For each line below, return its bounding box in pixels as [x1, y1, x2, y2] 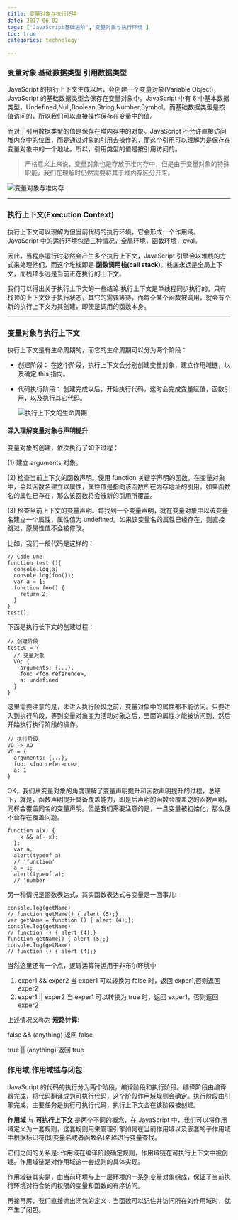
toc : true [7, 30, 37, 38]
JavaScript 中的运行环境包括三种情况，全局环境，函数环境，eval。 [7, 236, 202, 245]
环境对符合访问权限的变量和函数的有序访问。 [13, 1181, 144, 1189]
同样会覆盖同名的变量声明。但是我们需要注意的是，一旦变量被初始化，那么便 [7, 804, 231, 813]
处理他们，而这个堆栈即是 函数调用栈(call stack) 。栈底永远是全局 [19, 260, 210, 268]
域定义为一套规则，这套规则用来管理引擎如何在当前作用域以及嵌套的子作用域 [7, 1124, 231, 1133]
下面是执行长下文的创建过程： [7, 623, 94, 631]
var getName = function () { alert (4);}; [7, 917, 135, 924]
